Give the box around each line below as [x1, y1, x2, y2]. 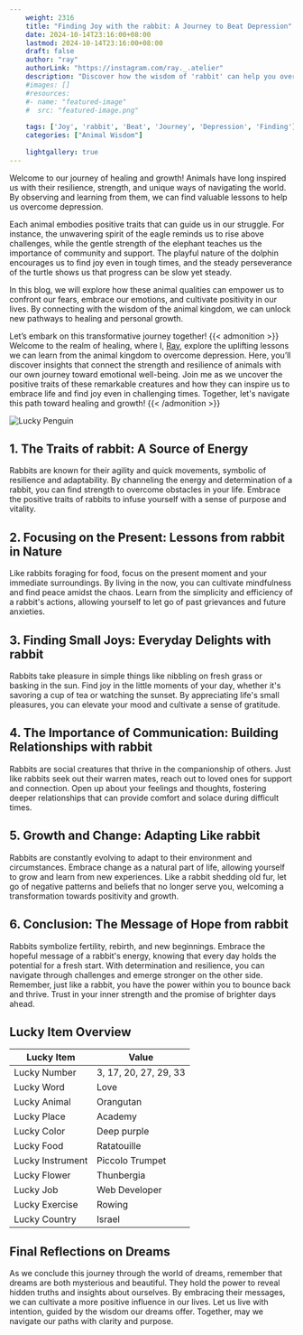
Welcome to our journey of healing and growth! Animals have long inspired [9, 173, 287, 183]
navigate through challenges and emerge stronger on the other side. [9, 969, 263, 980]
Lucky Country [14, 1213, 77, 1226]
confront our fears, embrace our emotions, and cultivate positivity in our [9, 294, 278, 304]
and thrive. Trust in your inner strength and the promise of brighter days [9, 988, 277, 999]
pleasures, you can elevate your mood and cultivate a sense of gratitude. [9, 699, 281, 710]
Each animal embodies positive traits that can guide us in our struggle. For [9, 219, 285, 229]
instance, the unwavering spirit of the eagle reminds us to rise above [9, 228, 264, 239]
